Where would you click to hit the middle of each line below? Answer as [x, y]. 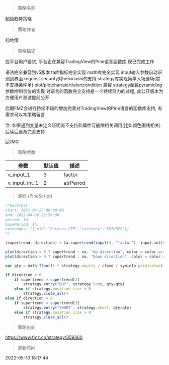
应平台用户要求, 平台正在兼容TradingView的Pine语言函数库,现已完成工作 [80, 62]
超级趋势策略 [18, 19]
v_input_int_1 [23, 183]
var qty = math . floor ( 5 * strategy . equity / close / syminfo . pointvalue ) [84, 266]
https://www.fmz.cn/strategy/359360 [44, 337]
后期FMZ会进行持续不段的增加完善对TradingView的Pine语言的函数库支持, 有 [84, 108]
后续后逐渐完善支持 [25, 132]
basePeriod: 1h [21, 224]
